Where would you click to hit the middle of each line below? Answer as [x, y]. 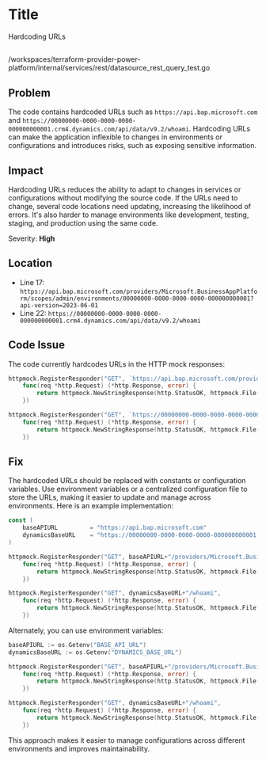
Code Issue [37, 345]
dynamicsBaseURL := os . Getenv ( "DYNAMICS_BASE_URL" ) [95, 652]
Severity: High [32, 238]
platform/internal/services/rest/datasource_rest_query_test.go [109, 68]
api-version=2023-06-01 [59, 305]
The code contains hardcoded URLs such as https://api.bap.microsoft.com [133, 112]
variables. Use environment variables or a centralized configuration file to [128, 489]
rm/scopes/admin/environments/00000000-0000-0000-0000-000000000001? [137, 299]
